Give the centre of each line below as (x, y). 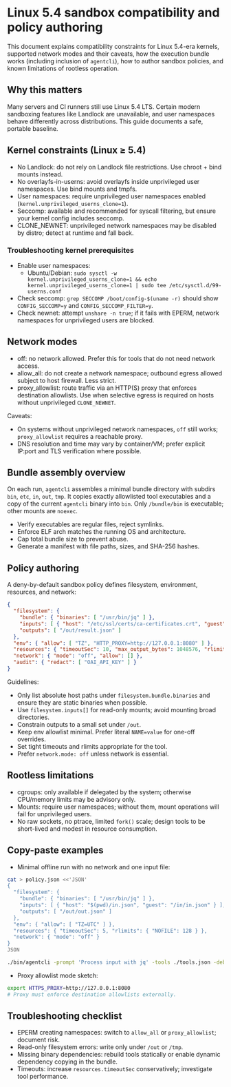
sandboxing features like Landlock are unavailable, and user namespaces (111, 114)
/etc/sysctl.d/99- (195, 285)
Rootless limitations (51, 775)
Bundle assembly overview (66, 473)
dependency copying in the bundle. (67, 1062)
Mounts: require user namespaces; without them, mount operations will (118, 807)
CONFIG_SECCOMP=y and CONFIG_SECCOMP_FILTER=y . (85, 305)
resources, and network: (42, 592)
